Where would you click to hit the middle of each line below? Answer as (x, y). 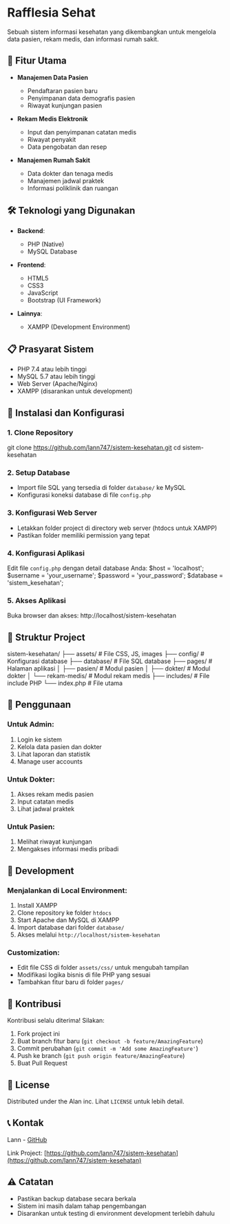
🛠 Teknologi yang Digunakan (71, 211)
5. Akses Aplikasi (37, 600)
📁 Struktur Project (46, 637)
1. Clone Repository (40, 432)
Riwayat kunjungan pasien (64, 105)
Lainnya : (30, 313)
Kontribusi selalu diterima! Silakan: (56, 1021)
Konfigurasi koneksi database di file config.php (84, 495)
